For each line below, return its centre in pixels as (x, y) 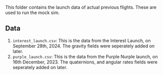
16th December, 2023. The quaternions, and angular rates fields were (85, 62)
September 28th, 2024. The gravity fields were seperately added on (84, 46)
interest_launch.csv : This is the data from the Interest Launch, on (81, 40)
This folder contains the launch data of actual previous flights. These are (81, 7)
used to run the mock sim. (32, 13)
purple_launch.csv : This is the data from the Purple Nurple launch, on (85, 56)
